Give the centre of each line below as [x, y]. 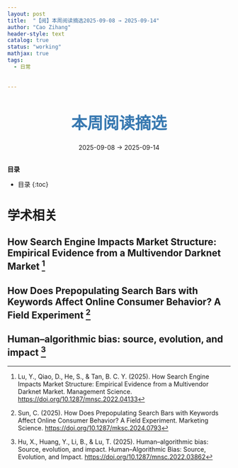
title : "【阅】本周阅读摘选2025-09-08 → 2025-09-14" [84, 21]
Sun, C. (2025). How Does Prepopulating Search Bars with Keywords [118, 413]
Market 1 [27, 266]
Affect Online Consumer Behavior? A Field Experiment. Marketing [113, 420]
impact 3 [27, 352]
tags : [15, 60]
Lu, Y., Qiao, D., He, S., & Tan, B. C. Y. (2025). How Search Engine [113, 376]
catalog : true [28, 40]
